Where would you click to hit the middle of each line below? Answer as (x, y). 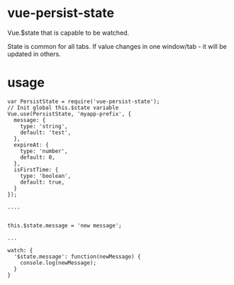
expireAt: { (32, 145)
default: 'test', (46, 133)
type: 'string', (44, 126)
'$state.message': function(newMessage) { (77, 257)
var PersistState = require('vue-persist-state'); (84, 101)
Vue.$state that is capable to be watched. (68, 33)
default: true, (43, 182)
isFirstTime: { (36, 169)
